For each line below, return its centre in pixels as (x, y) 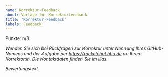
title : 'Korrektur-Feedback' (36, 19)
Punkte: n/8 (17, 38)
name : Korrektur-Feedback (32, 10)
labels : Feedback (24, 24)
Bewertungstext (22, 69)
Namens (14, 54)
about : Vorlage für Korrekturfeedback (46, 15)
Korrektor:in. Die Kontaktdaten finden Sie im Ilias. (56, 59)
